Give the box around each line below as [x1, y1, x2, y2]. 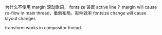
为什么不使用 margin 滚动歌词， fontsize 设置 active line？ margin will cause [5, 4, 157, 10]
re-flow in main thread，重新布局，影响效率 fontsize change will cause [5, 10, 147, 16]
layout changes [5, 16, 36, 21]
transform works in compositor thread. [5, 25, 83, 30]
